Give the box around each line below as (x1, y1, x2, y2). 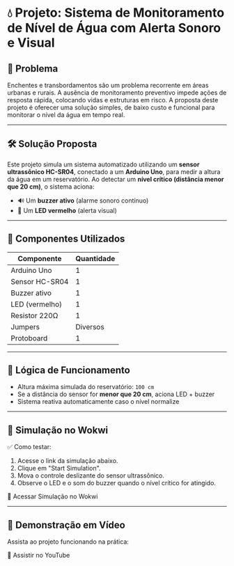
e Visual (7, 35, 55, 51)
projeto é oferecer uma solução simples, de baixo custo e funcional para (7, 103, 215, 111)
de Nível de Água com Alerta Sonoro (7, 20, 221, 36)
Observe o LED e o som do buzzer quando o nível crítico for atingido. (17, 479, 216, 487)
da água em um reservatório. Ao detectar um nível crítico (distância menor (7, 175, 224, 183)
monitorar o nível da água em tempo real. (7, 111, 125, 119)
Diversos (75, 322, 104, 331)
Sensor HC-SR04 (10, 276, 69, 286)
